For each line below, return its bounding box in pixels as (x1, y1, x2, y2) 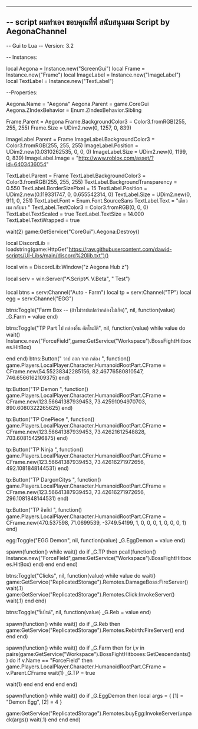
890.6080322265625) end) (6, 404, 73, 411)
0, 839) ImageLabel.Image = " (6, 154, 79, 161)
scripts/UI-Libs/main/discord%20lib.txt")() (6, 251, 109, 259)
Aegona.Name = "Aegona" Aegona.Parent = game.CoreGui (6, 100, 149, 107)
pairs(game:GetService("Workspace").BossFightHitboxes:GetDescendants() (6, 650, 191, 657)
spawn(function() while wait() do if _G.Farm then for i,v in (6, 644, 145, 651)
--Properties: (6, 89, 38, 96)
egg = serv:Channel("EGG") (6, 295, 74, 302)
